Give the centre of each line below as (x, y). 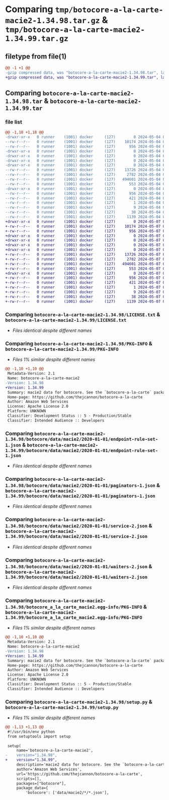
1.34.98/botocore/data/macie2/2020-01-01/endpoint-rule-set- (82, 439)
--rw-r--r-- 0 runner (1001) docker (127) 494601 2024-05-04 (83, 180)
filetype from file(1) (36, 56)
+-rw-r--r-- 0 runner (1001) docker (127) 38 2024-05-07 (83, 296)
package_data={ (32, 788)
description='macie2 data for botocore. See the (68, 765)
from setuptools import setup (39, 736)
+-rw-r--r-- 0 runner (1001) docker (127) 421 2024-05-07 (83, 283)
